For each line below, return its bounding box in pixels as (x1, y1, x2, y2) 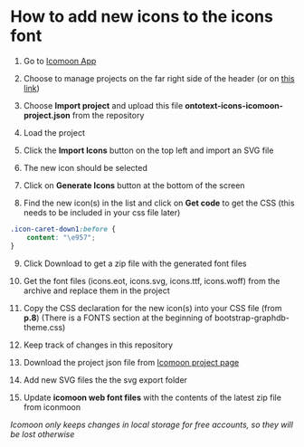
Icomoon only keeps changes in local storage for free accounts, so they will (10, 419, 293, 430)
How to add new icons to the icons (10, 6, 274, 27)
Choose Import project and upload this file (23, 100, 184, 110)
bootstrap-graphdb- (214, 312, 290, 323)
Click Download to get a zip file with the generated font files (23, 258, 247, 269)
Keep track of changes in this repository (23, 339, 174, 350)
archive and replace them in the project (23, 285, 170, 296)
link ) (23, 82, 40, 93)
